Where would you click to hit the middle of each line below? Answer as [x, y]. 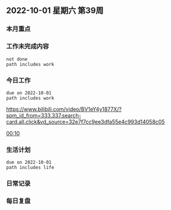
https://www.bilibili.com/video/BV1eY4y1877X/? [64, 109]
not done [17, 59]
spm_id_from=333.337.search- [44, 115]
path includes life [30, 168]
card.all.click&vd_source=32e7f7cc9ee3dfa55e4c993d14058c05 [85, 122]
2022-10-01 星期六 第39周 [55, 11]
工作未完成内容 [28, 46]
